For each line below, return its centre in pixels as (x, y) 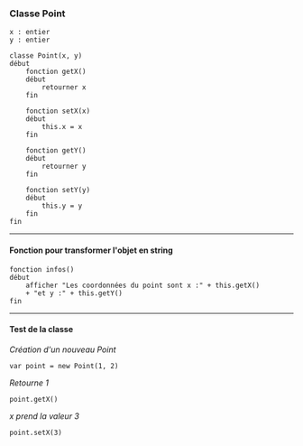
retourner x (64, 88)
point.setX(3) (36, 432)
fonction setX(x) (58, 111)
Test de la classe (41, 330)
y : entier (30, 40)
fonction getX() (56, 72)
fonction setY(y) (58, 190)
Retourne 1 (29, 383)
